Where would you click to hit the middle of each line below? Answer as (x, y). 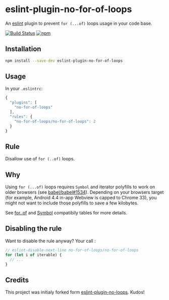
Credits (17, 280)
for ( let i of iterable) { (34, 255)
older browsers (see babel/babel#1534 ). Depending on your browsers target (84, 192)
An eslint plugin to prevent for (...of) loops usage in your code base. (79, 23)
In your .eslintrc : (24, 89)
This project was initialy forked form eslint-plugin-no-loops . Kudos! (75, 292)
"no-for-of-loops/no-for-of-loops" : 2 (55, 121)
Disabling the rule (34, 229)
